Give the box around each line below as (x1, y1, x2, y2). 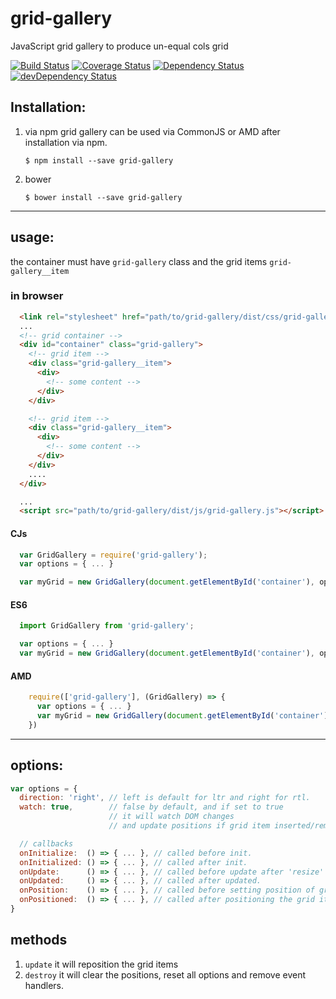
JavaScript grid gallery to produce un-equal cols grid (10, 40, 229, 52)
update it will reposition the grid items (24, 958, 179, 970)
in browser (10, 289, 64, 303)
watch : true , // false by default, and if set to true (19, 802, 284, 812)
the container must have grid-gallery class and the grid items (10, 255, 268, 267)
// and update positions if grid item (108, 821, 271, 831)
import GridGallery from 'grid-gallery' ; (19, 621, 195, 631)
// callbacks (19, 838, 74, 849)
